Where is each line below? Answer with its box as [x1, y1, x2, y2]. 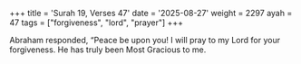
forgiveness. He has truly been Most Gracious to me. [9, 44, 207, 55]
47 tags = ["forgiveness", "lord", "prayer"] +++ [9, 17, 184, 28]
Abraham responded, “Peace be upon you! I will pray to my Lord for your [9, 35, 281, 45]
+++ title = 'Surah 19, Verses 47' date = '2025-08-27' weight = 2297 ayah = [9, 8, 293, 18]
